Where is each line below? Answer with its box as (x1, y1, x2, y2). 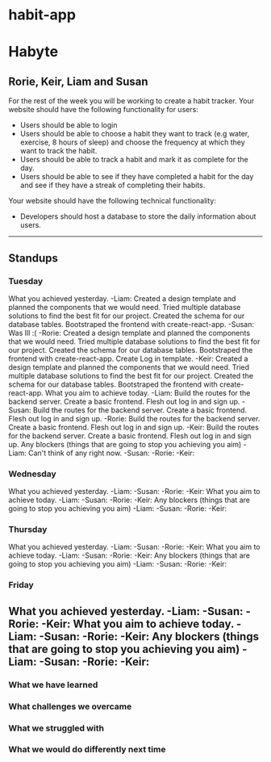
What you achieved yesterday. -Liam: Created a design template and (8, 293, 236, 304)
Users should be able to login (19, 120, 119, 130)
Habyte (8, 43, 59, 61)
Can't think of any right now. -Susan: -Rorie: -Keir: (27, 448, 195, 458)
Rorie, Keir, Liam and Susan (8, 74, 148, 88)
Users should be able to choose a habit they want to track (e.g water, (19, 129, 250, 139)
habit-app (8, 6, 77, 24)
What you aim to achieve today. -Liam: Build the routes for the (44, 387, 251, 397)
